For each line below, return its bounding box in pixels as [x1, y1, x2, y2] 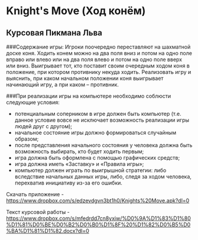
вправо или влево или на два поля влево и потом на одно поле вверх [6, 56, 182, 63]
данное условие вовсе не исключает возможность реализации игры [14, 116, 190, 124]
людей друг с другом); [14, 123, 73, 129]
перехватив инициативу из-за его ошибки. [14, 179, 123, 186]
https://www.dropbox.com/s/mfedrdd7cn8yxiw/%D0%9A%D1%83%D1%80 [6, 215, 191, 222]
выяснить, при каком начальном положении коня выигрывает [6, 75, 164, 82]
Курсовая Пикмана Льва [6, 28, 102, 38]
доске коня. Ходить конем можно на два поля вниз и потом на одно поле [6, 50, 192, 57]
